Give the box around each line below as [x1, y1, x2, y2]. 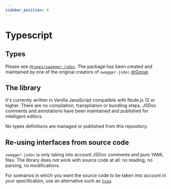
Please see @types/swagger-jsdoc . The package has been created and [5, 63, 153, 69]
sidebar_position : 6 [5, 7, 50, 13]
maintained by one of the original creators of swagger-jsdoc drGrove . [5, 68, 150, 75]
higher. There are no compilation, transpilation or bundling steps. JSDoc [5, 103, 157, 109]
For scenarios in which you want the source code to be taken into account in [5, 172, 166, 179]
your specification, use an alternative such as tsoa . [5, 178, 113, 184]
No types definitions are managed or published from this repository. [5, 123, 148, 129]
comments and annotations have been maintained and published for [5, 108, 149, 114]
